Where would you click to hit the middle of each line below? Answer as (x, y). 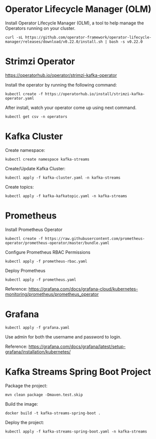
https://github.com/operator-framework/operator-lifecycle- (88, 37)
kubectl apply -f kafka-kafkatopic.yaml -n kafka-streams (66, 196)
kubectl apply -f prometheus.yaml (41, 280)
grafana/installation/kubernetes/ (38, 351)
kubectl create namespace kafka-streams (48, 159)
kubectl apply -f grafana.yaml (37, 328)
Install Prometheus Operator (34, 229)
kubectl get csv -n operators (36, 116)
